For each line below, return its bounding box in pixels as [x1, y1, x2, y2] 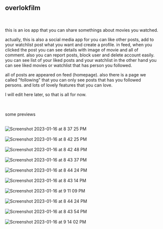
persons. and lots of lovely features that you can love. [5, 82, 113, 88]
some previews [5, 111, 36, 117]
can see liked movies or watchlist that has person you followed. [5, 62, 132, 68]
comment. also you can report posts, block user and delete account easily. [5, 52, 155, 58]
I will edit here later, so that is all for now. [5, 91, 87, 97]
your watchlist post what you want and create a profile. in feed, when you [5, 41, 152, 48]
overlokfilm [5, 4, 40, 12]
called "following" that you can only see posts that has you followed [5, 77, 141, 83]
